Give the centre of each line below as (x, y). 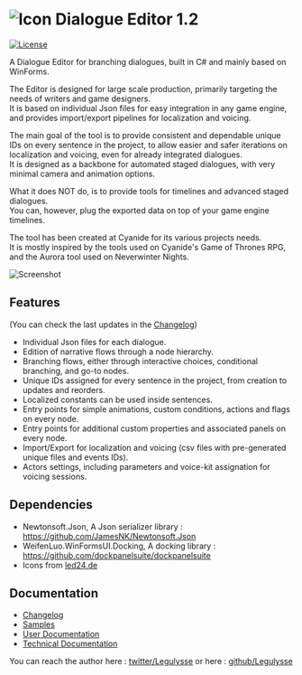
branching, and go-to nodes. (75, 370)
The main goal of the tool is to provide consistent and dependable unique (145, 135)
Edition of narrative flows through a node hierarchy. (118, 352)
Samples (39, 624)
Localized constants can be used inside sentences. (118, 399)
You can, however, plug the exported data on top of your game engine (140, 210)
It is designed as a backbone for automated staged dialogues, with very (142, 164)
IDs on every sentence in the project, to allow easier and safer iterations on (149, 145)
